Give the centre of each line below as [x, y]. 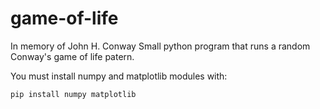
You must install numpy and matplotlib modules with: [119, 76]
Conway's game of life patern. [72, 56]
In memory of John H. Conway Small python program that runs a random [160, 46]
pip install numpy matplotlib [73, 94]
